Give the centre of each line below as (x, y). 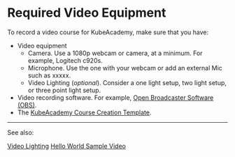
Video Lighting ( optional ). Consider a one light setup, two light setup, (127, 82)
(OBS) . (27, 105)
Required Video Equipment (87, 13)
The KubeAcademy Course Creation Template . (84, 112)
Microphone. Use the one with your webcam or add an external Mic (125, 68)
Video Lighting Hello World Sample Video (66, 146)
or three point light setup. (64, 90)
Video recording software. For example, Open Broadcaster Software (115, 97)
